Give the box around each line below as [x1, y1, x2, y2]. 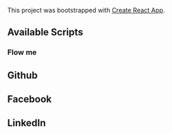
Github [7, 69, 38, 81]
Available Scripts [7, 26, 83, 38]
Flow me [7, 47, 37, 57]
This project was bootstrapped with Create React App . [7, 6, 166, 14]
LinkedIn [7, 117, 47, 129]
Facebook [7, 93, 52, 105]
